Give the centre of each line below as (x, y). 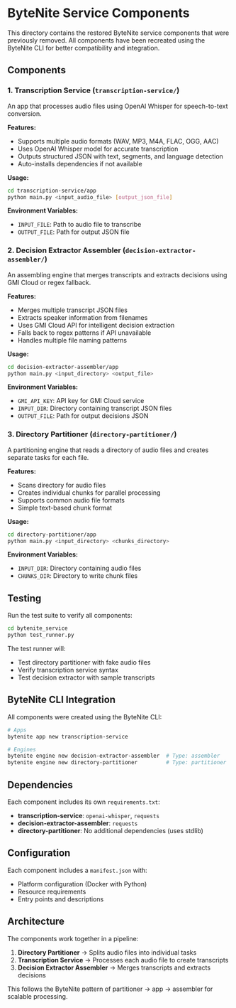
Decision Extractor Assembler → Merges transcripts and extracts (114, 967)
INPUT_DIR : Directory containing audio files (79, 568)
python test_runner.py (41, 635)
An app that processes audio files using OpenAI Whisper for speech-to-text (118, 106)
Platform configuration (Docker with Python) (82, 884)
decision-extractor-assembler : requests (78, 823)
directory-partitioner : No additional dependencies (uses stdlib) (111, 831)
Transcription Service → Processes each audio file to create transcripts (123, 960)
